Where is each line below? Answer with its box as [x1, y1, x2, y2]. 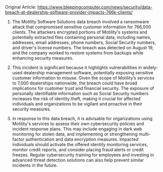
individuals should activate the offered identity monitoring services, [12, 142, 148, 147]
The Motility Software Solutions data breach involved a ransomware [12, 19, 149, 24]
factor [12, 136, 24, 142]
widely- [142, 64, 158, 70]
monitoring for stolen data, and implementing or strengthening [12, 131, 138, 137]
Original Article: [5, 4, 37, 10]
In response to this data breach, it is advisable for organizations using [12, 116, 153, 121]
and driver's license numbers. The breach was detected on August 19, [12, 45, 154, 50]
